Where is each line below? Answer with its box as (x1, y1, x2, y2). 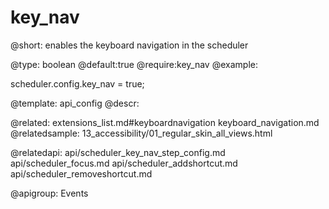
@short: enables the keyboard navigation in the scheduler (10, 39, 249, 51)
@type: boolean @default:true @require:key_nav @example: (10, 58, 258, 70)
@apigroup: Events (10, 187, 89, 199)
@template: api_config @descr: (10, 97, 140, 109)
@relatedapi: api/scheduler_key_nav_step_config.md (10, 146, 226, 158)
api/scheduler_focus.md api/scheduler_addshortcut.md (10, 157, 238, 169)
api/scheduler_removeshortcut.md (10, 167, 153, 180)
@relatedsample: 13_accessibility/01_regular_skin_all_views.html (10, 127, 273, 139)
